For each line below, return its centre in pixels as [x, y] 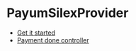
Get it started [36, 33]
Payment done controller [53, 40]
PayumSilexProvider [68, 13]
